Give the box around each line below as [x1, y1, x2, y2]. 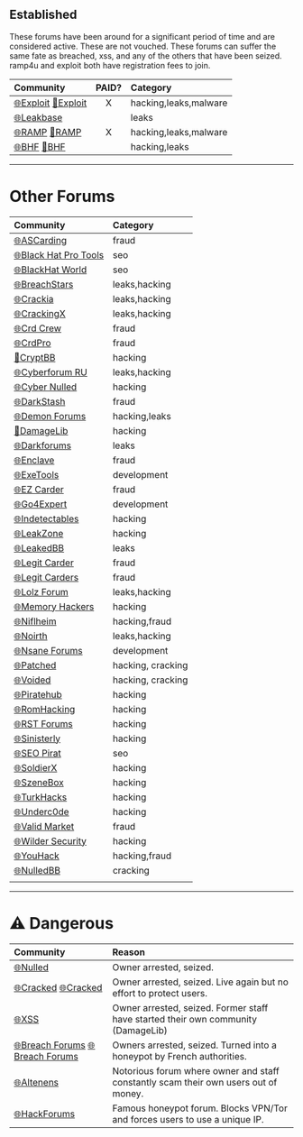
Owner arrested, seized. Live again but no [112, 976, 289, 988]
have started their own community [112, 1013, 257, 1025]
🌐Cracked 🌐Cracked [14, 981, 103, 994]
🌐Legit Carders [14, 571, 79, 583]
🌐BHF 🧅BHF [14, 140, 66, 152]
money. [112, 1087, 144, 1099]
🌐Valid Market [14, 820, 75, 832]
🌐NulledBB [14, 864, 61, 876]
